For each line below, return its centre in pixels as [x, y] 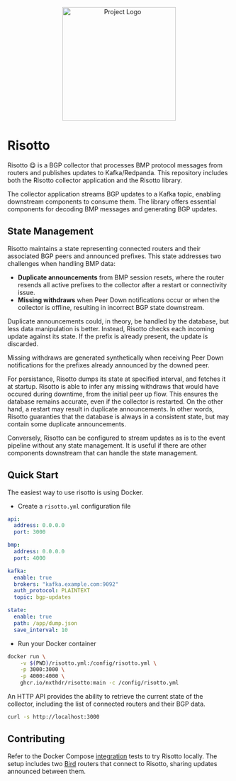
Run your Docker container [57, 643]
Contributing [36, 739]
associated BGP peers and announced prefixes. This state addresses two [114, 256]
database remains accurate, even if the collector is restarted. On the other [115, 401]
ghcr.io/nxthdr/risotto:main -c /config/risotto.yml [100, 683]
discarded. [23, 343]
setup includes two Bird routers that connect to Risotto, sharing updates [112, 763]
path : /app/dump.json [46, 623]
